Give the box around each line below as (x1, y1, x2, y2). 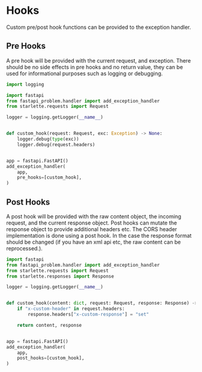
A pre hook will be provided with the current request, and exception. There (6, 57, 191, 64)
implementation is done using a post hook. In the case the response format (6, 232, 192, 239)
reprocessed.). (6, 244, 43, 252)
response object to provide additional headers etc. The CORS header (6, 225, 177, 232)
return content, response (17, 322, 82, 328)
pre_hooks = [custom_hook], (17, 175, 82, 181)
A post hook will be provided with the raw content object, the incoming (6, 212, 182, 220)
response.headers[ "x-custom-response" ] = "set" (28, 311, 149, 318)
